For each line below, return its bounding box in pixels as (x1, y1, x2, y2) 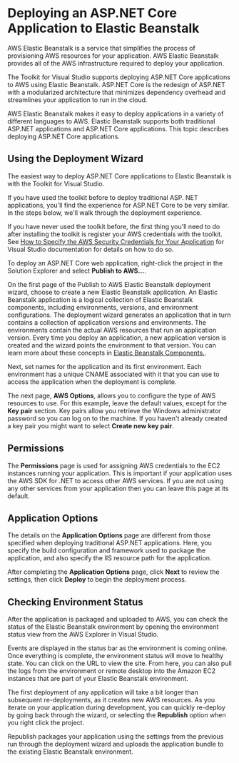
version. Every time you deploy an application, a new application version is (7, 333, 227, 342)
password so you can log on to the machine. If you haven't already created (7, 414, 228, 423)
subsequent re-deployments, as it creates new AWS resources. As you (7, 696, 215, 704)
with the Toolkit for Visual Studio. (7, 179, 105, 188)
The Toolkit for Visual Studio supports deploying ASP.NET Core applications (7, 73, 230, 81)
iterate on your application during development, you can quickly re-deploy (7, 703, 226, 712)
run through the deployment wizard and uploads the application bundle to (7, 740, 224, 749)
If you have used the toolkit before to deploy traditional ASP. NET (7, 193, 198, 201)
